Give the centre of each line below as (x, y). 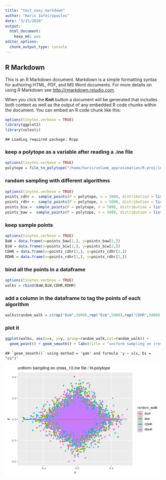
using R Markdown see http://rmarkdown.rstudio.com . (60, 90)
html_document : (25, 31)
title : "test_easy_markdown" (35, 10)
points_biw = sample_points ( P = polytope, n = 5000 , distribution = (78, 207)
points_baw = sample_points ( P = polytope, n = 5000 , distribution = (78, 212)
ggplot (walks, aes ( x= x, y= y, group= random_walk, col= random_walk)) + (77, 339)
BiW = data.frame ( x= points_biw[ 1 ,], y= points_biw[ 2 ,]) (63, 246)
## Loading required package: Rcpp (42, 140)
